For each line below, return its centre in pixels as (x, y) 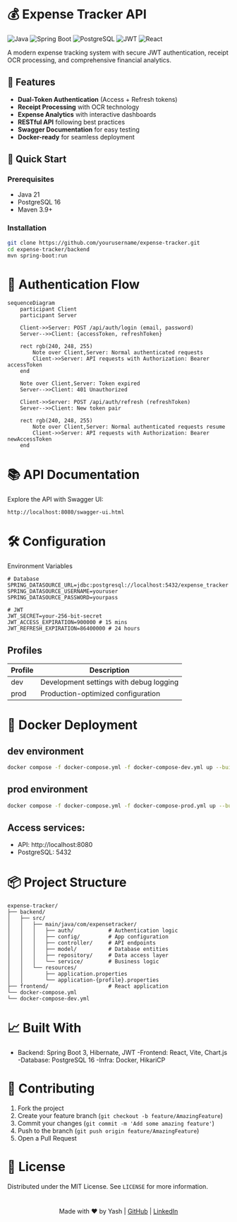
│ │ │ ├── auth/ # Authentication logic (93, 931)
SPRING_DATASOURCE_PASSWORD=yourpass (63, 598)
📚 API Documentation (73, 475)
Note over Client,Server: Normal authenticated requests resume (129, 427)
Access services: (46, 828)
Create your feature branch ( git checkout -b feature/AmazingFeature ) (120, 1116)
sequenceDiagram (31, 303)
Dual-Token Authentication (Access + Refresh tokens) (97, 99)
